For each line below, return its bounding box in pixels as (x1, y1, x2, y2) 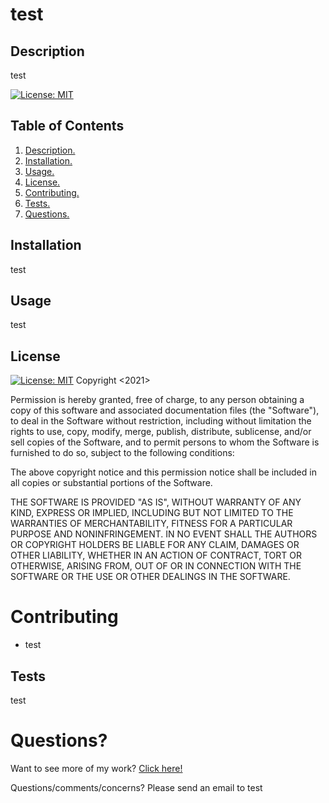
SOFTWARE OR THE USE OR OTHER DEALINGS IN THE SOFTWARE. (10, 571, 291, 583)
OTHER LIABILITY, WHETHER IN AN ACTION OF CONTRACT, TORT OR (10, 549, 302, 562)
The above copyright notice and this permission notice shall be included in (10, 466, 317, 478)
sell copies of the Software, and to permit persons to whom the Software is (10, 436, 320, 448)
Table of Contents (10, 118, 125, 135)
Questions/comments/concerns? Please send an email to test (10, 781, 263, 793)
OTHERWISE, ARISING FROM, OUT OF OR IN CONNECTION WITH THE (10, 560, 302, 572)
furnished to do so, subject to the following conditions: (10, 447, 235, 459)
